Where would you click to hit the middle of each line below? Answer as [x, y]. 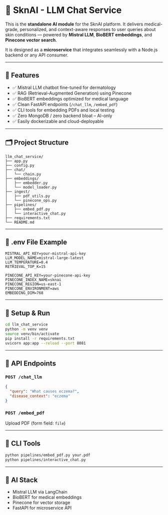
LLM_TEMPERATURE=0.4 [27, 262]
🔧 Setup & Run [28, 313]
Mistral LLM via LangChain [40, 492]
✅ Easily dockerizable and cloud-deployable [58, 121]
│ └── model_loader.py [31, 187]
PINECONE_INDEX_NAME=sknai [33, 280]
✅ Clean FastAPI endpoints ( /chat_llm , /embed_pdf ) [65, 104]
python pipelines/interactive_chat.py [45, 459]
